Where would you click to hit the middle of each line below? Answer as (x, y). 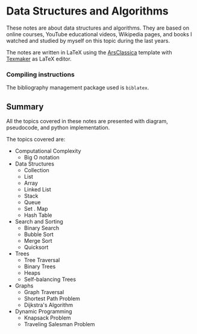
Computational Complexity (48, 151)
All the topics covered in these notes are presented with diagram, (87, 121)
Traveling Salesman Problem (59, 324)
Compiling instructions (41, 74)
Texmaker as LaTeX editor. (39, 59)
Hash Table (38, 215)
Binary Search (42, 228)
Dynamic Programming (43, 312)
